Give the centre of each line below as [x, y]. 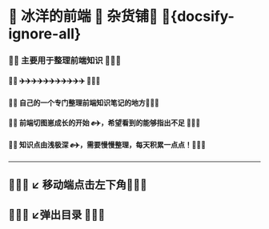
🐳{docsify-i [198, 16]
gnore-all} [45, 34]
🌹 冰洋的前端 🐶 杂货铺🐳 [83, 16]
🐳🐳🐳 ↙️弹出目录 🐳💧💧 [57, 214]
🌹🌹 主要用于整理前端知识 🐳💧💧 [65, 61]
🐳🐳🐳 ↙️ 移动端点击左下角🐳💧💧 [78, 185]
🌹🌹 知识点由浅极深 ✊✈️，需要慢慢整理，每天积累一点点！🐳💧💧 [107, 145]
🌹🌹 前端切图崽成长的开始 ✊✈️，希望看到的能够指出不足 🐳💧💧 [104, 123]
